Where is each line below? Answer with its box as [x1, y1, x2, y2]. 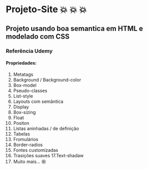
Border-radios [13, 142, 43, 148]
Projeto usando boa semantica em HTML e [6, 24, 143, 33]
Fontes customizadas [13, 147, 58, 153]
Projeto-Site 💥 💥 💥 [6, 4, 87, 15]
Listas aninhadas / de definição [13, 125, 80, 131]
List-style [13, 93, 33, 99]
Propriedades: [6, 60, 37, 66]
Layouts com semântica [13, 98, 63, 104]
